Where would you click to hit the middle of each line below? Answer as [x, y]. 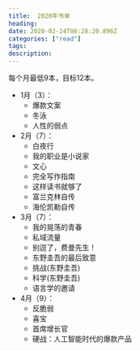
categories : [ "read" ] [45, 39]
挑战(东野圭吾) [56, 268]
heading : [23, 24]
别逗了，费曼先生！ [64, 247]
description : [30, 54]
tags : [17, 46]
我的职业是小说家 [61, 156]
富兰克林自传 [53, 197]
